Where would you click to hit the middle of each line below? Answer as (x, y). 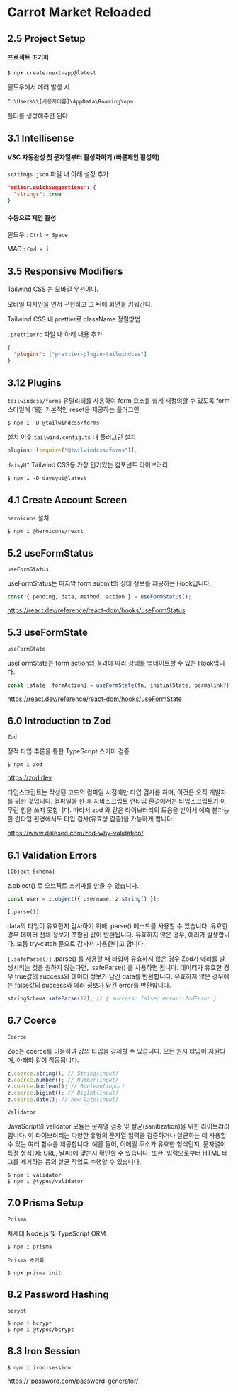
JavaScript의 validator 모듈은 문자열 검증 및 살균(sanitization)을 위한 (103, 1126)
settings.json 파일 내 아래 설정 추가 (58, 174)
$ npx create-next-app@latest (52, 73)
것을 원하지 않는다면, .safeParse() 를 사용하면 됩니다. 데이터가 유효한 (127, 968)
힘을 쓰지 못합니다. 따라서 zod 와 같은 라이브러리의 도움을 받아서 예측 (115, 810)
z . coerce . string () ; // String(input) (63, 1073)
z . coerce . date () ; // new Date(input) (63, 1100)
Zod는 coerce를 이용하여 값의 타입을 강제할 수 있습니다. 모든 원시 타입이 (107, 1051)
